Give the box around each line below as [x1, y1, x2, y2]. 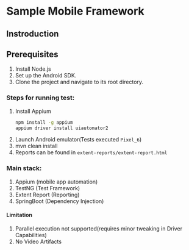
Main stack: [6, 164, 42, 173]
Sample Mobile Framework [6, 4, 144, 18]
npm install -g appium [15, 119, 73, 126]
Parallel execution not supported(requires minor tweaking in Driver [15, 224, 183, 232]
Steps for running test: [6, 93, 75, 102]
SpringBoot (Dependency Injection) [15, 197, 104, 205]
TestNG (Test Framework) [15, 184, 80, 191]
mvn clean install [15, 142, 58, 150]
